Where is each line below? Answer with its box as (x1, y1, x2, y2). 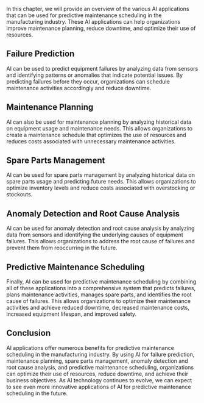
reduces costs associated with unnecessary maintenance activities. (6, 137, 176, 145)
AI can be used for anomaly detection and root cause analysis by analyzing (6, 225, 195, 232)
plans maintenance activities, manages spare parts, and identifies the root (6, 291, 192, 298)
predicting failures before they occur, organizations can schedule (6, 77, 171, 85)
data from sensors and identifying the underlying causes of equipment (6, 231, 184, 238)
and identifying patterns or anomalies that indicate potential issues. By (6, 71, 183, 79)
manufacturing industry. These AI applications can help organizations (6, 18, 181, 25)
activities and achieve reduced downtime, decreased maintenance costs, (6, 304, 190, 312)
